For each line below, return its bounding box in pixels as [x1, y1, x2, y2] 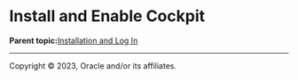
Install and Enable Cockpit [9, 6, 206, 26]
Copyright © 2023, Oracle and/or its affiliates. [9, 60, 177, 71]
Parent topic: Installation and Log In [9, 35, 138, 46]
